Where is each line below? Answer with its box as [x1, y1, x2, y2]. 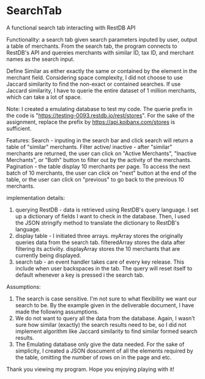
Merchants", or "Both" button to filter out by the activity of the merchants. [6, 156, 192, 163]
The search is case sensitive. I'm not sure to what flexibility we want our [15, 295, 197, 302]
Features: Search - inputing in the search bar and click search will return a [6, 136, 193, 144]
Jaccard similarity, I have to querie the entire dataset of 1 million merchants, [6, 86, 197, 94]
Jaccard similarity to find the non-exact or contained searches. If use [6, 80, 181, 88]
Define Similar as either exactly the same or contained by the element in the [6, 67, 198, 74]
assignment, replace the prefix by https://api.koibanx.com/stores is [6, 118, 176, 126]
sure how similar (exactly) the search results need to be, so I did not [15, 321, 187, 328]
